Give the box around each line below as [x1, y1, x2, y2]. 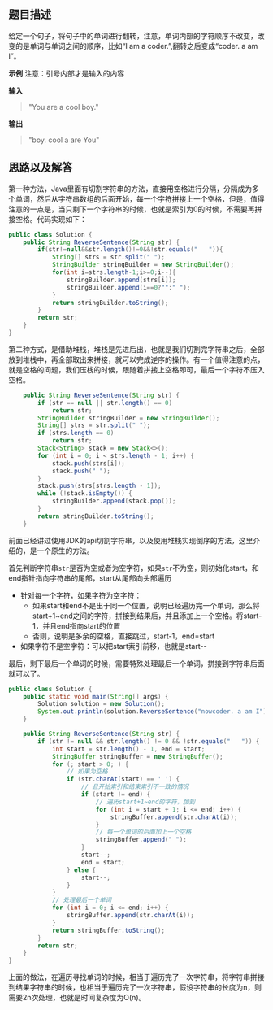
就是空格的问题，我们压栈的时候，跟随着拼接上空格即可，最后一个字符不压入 [8, 364, 265, 374]
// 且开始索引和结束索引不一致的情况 [80, 783, 189, 791]
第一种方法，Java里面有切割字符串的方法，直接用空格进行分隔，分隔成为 [8, 184, 253, 194]
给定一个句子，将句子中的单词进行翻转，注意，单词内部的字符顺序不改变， [8, 31, 258, 41]
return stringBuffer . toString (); [51, 926, 165, 934]
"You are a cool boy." [28, 102, 99, 111]
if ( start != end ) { [80, 790, 151, 799]
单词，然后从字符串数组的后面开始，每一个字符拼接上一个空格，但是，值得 [15, 194, 265, 203]
